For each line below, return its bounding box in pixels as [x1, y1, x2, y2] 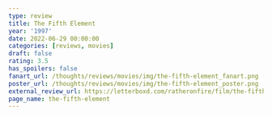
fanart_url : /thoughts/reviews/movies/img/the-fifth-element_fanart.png [8, 72, 259, 80]
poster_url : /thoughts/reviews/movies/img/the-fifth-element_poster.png [8, 79, 259, 87]
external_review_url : [8, 87, 82, 96]
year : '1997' [8, 27, 53, 35]
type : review [8, 11, 53, 20]
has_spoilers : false [8, 65, 79, 73]
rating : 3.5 [8, 57, 49, 66]
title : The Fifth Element [8, 19, 96, 28]
